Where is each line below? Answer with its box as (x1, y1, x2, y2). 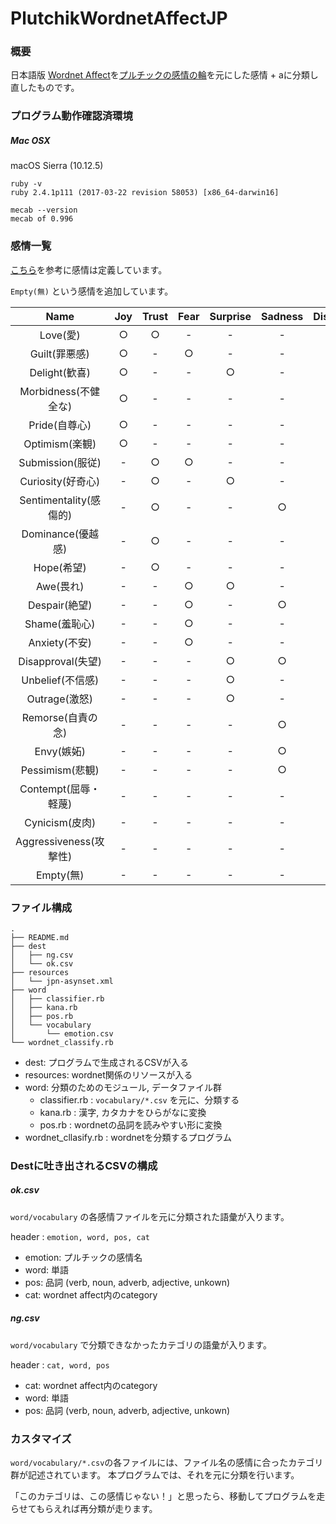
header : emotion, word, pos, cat (10, 1230, 151, 1242)
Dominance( (21, 527, 80, 541)
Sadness (261, 309, 304, 323)
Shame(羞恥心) (24, 617, 96, 631)
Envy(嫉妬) (34, 744, 86, 758)
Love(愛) (39, 328, 81, 342)
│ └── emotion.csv (10, 1028, 114, 1039)
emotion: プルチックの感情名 (24, 1251, 143, 1263)
